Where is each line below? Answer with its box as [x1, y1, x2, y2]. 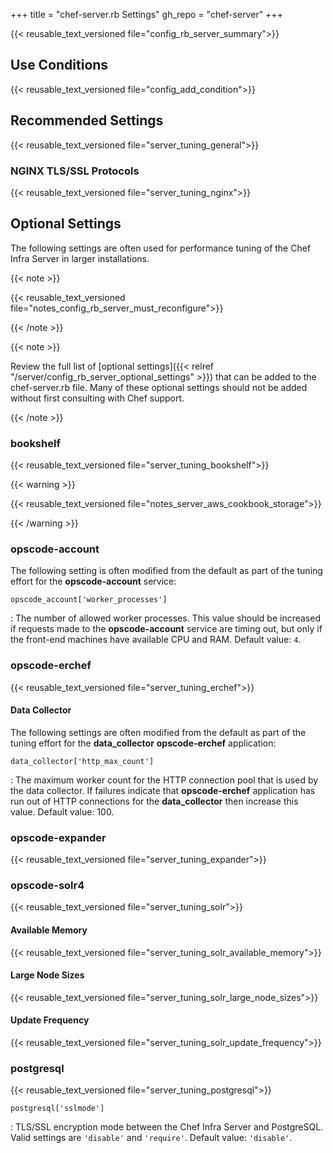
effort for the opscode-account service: [10, 575, 177, 588]
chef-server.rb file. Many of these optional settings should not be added [10, 381, 308, 393]
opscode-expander [10, 830, 107, 844]
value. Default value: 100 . [10, 805, 115, 818]
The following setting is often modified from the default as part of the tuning [10, 565, 323, 577]
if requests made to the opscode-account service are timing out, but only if [10, 623, 323, 635]
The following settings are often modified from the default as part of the [10, 726, 307, 738]
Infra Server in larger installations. [10, 252, 150, 264]
